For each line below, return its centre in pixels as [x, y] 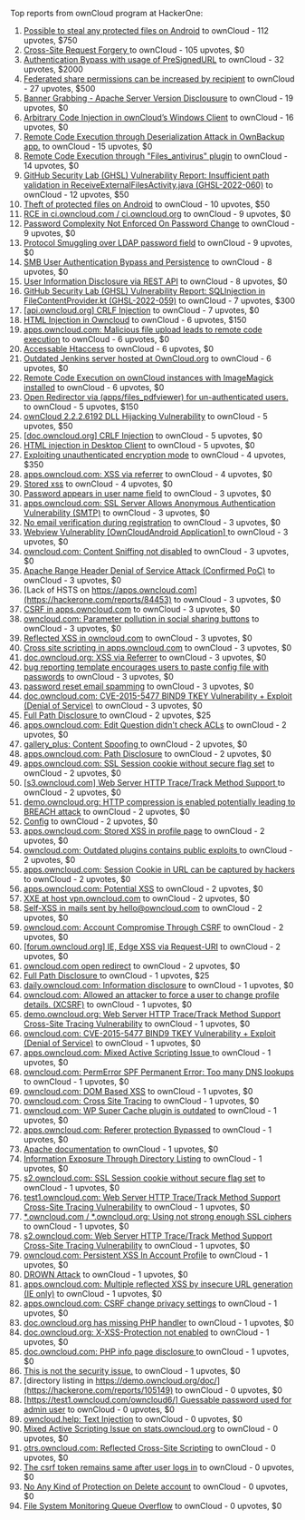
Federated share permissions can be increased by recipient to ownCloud [159, 79]
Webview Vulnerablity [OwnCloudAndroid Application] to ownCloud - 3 [156, 532]
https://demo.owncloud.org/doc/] [158, 1380]
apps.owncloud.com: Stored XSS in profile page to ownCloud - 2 [144, 831]
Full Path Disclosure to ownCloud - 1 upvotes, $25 [116, 976]
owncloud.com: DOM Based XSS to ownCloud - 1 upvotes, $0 [138, 1091]
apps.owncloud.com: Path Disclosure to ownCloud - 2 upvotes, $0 [148, 754]
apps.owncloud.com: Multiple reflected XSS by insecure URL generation [158, 1284]
